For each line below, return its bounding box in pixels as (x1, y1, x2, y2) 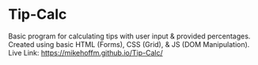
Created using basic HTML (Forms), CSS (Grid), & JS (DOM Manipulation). (8, 39, 250, 49)
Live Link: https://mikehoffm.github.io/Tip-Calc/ (8, 48, 164, 57)
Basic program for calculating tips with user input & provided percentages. (8, 31, 251, 41)
